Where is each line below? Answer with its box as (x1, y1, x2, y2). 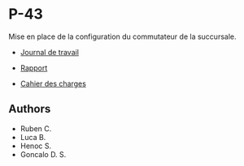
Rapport (20, 62, 48, 73)
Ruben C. (20, 123, 52, 134)
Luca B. (20, 132, 46, 142)
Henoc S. (20, 141, 51, 151)
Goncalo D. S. (20, 149, 67, 159)
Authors (8, 102, 51, 116)
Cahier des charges (20, 79, 87, 88)
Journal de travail (20, 47, 80, 57)
